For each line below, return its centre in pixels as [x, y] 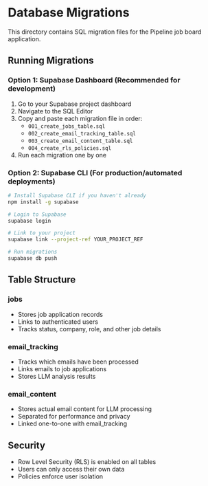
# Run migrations [33, 252]
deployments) [32, 181]
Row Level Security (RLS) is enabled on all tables [87, 462]
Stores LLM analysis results [57, 376]
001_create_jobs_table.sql [67, 126]
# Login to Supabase [37, 214]
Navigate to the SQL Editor [55, 111]
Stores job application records [60, 314]
